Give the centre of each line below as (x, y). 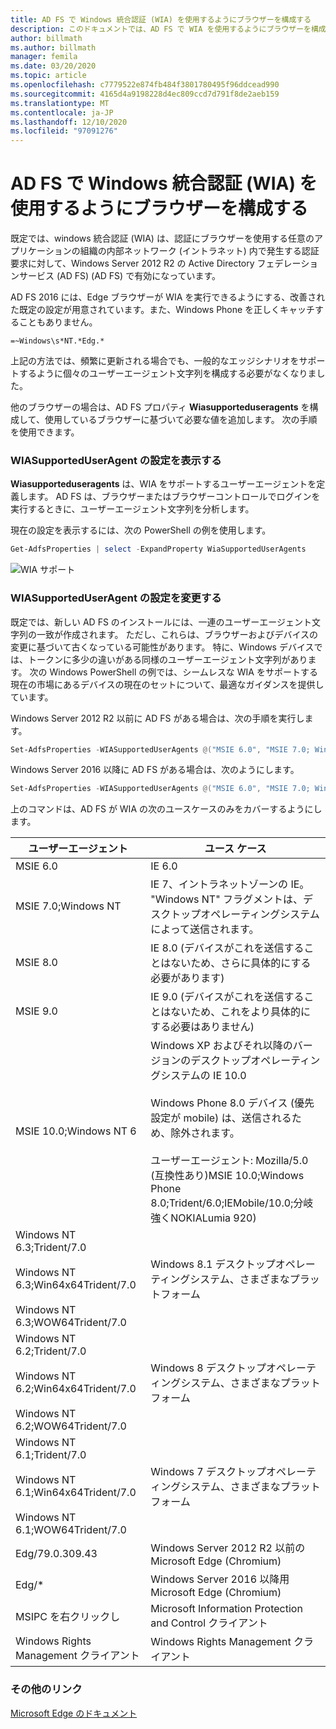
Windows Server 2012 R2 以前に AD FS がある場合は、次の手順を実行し (157, 718)
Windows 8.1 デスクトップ (213, 1264)
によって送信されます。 (205, 929)
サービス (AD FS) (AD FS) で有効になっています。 (120, 276)
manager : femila (44, 57)
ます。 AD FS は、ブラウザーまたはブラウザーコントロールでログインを (174, 497)
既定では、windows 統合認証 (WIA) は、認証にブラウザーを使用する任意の (162, 238)
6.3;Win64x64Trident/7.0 (76, 1285)
